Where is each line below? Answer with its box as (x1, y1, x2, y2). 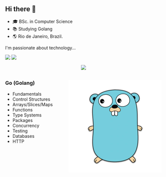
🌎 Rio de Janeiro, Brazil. (12, 33, 63, 39)
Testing (12, 127, 28, 134)
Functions (12, 107, 33, 113)
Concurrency (12, 122, 40, 128)
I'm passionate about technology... (5, 45, 76, 51)
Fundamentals (12, 91, 42, 97)
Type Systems (12, 112, 42, 118)
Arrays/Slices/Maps (12, 101, 53, 107)
